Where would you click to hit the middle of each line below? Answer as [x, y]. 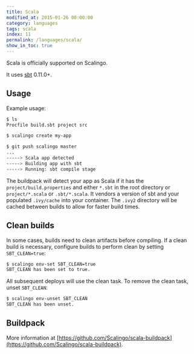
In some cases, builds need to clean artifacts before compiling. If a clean [97, 240]
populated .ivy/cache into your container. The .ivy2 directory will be [92, 200]
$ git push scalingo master [42, 147]
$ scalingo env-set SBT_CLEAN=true [51, 264]
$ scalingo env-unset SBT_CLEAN [47, 299]
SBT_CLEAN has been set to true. [48, 270]
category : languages [32, 23]
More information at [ [33, 338]
